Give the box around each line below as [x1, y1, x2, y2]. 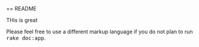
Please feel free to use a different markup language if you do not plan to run [6, 28, 193, 35]
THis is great [6, 17, 38, 23]
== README [6, 5, 37, 12]
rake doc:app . [6, 35, 46, 41]
